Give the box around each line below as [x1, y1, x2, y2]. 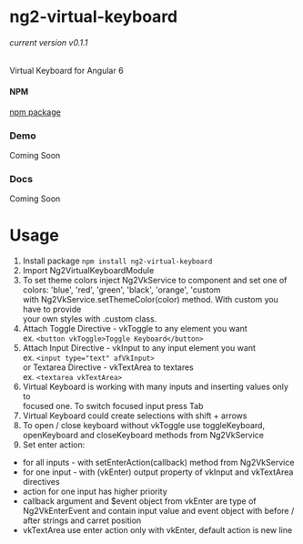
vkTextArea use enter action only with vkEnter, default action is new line [22, 525, 293, 536]
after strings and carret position [22, 515, 142, 526]
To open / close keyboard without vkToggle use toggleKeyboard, [22, 420, 266, 431]
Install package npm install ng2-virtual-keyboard [22, 255, 213, 266]
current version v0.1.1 [9, 36, 88, 47]
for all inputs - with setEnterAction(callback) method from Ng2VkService [22, 457, 295, 468]
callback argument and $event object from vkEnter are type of [22, 496, 257, 507]
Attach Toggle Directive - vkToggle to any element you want [22, 323, 247, 334]
